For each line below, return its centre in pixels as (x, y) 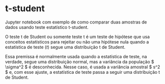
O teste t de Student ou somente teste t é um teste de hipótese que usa (78, 37)
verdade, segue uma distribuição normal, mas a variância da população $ (80, 62)
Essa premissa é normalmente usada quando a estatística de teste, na (76, 56)
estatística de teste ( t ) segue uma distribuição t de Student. (65, 47)
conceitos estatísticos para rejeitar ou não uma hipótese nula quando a (77, 42)
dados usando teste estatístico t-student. (47, 27)
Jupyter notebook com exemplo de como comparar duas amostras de (76, 22)
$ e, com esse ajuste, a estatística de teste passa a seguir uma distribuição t (82, 72)
